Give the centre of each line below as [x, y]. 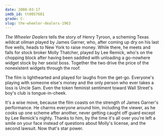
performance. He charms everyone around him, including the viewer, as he [80, 108]
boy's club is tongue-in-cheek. [36, 93]
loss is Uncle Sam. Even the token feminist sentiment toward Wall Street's [79, 88]
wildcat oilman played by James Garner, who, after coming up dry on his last [82, 42]
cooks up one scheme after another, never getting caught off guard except [80, 113]
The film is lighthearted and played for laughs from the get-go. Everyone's [80, 78]
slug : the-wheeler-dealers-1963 [38, 23]
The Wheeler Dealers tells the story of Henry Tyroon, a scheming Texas [77, 37]
